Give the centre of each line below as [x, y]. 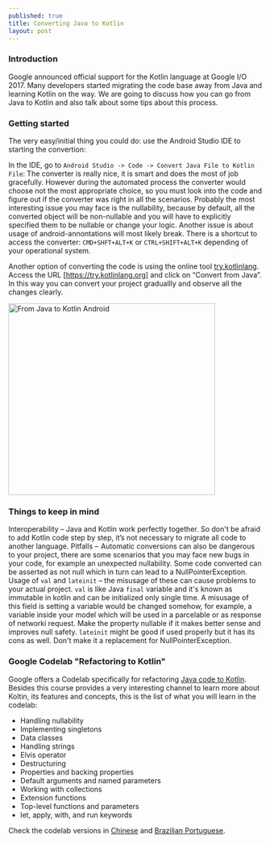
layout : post [30, 31]
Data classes [41, 737]
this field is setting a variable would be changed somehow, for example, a [130, 607]
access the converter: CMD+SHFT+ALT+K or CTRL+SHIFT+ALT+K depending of [128, 242]
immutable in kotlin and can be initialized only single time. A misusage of [129, 598]
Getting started [39, 123]
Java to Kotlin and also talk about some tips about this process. [113, 102]
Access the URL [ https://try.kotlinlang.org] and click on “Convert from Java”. [135, 274]
